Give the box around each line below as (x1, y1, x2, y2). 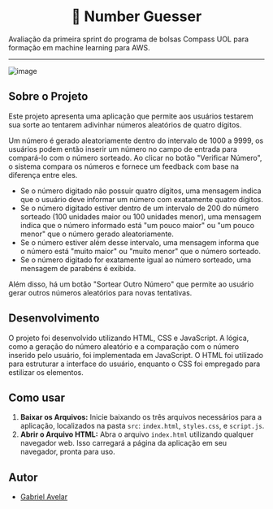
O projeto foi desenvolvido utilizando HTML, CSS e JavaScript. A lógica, (8, 333, 249, 343)
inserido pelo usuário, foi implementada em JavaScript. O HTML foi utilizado (8, 350, 264, 360)
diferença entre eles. (8, 170, 78, 179)
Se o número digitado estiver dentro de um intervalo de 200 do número (19, 203, 259, 213)
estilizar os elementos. (8, 367, 84, 377)
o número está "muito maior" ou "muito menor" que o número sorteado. (19, 246, 262, 256)
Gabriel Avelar (19, 492, 67, 502)
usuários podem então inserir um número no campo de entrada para (8, 144, 238, 153)
